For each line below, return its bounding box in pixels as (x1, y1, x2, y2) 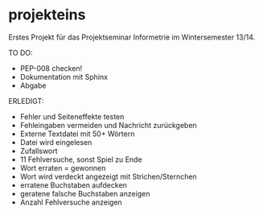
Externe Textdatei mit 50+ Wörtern (19, 129, 135, 139)
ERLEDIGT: (8, 96, 44, 105)
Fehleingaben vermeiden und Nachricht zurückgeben (19, 120, 197, 130)
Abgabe (19, 81, 47, 90)
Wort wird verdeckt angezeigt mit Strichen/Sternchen (19, 172, 197, 181)
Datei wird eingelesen (19, 137, 92, 147)
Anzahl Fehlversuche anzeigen (19, 197, 122, 207)
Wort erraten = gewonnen (19, 163, 106, 172)
